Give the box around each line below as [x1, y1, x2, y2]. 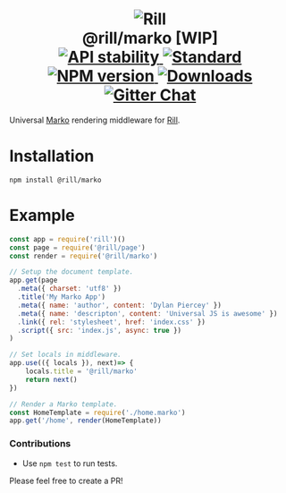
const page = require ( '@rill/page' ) [9, 242, 146, 252]
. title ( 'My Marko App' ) [17, 293, 105, 302]
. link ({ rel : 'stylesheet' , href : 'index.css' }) [17, 318, 206, 327]
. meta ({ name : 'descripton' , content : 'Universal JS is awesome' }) [17, 309, 278, 318]
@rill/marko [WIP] [81, 28, 219, 48]
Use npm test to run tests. [21, 457, 118, 469]
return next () [25, 375, 78, 384]
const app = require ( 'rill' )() [9, 234, 126, 243]
